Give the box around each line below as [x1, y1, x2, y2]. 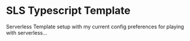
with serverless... [6, 29, 48, 36]
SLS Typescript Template [6, 4, 130, 17]
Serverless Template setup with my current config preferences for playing [6, 23, 184, 30]
